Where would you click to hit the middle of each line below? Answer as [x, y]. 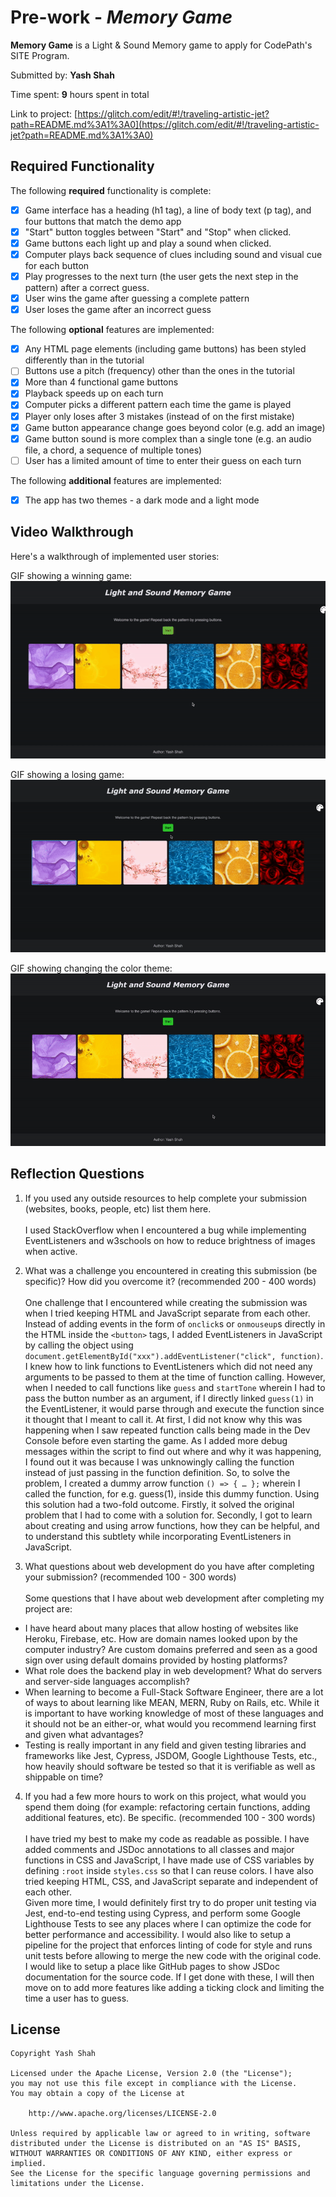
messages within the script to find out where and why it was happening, [173, 1451]
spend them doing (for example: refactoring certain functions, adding [167, 1807]
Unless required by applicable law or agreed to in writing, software [160, 2134]
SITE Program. [40, 55]
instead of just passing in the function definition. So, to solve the [157, 1472]
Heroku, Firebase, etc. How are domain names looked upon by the [161, 1638]
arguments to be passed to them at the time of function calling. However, [175, 1377]
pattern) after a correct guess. [87, 288]
